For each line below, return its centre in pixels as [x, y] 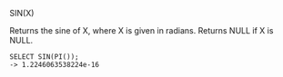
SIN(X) [22, 13]
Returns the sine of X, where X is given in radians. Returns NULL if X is [141, 30]
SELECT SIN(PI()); [44, 57]
